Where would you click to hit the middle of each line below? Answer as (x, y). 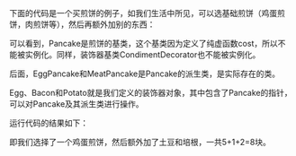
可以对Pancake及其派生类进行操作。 (76, 104)
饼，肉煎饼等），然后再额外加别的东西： (82, 24)
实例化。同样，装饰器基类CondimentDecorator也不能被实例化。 (143, 55)
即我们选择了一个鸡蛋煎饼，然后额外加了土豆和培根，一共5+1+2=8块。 (140, 142)
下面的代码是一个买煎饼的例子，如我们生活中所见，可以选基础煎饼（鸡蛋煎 (147, 13)
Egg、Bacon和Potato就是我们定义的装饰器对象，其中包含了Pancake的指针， (151, 93)
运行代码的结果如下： (49, 123)
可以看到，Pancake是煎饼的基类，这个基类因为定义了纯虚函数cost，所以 (144, 43)
